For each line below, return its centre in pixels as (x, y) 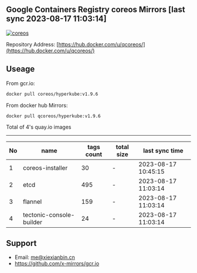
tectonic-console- (49, 215)
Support (21, 243)
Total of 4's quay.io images (39, 127)
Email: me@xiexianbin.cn (45, 257)
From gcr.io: (21, 83)
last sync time (163, 151)
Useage (21, 69)
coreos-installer (45, 168)
